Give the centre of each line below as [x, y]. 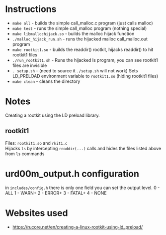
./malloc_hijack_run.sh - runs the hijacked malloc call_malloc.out [80, 39]
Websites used [37, 213]
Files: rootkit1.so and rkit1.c [37, 143]
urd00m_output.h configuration [72, 174]
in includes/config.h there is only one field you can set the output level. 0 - [83, 188]
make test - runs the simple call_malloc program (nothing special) [80, 28]
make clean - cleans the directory [46, 81]
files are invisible [30, 65]
